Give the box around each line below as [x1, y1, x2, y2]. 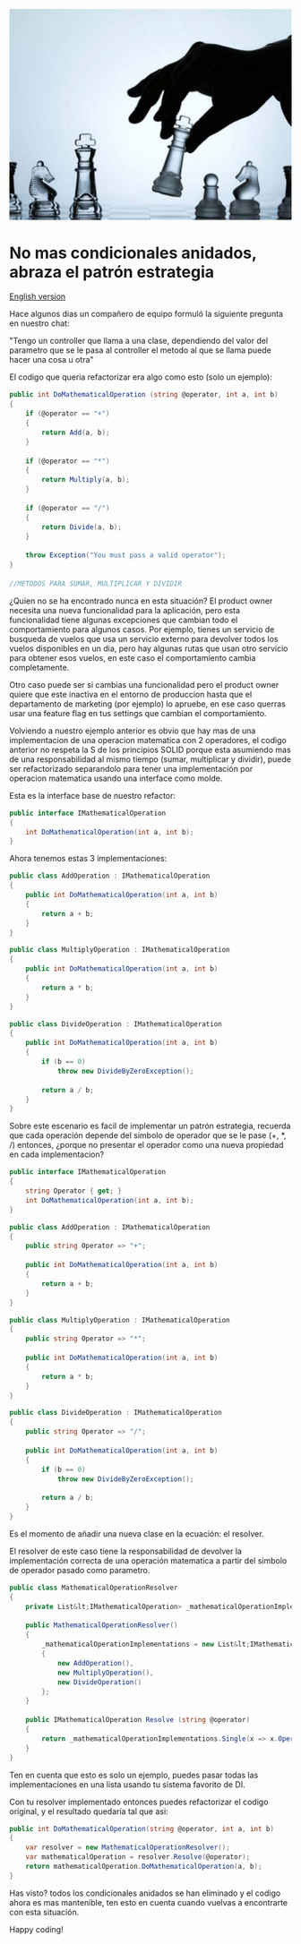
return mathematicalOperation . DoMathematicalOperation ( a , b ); [25, 1863, 262, 1871]
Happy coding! [9, 1923, 64, 1934]
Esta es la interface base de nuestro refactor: [9, 790, 176, 801]
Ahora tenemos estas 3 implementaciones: [9, 853, 168, 864]
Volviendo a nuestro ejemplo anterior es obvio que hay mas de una [9, 725, 256, 736]
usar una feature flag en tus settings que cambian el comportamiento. [9, 707, 267, 718]
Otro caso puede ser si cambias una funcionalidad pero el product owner [9, 679, 279, 689]
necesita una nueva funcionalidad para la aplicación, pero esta [9, 604, 240, 615]
